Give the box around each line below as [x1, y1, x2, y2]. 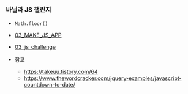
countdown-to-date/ [23, 81, 76, 89]
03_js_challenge [14, 43, 56, 51]
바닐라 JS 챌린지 [6, 5, 51, 13]
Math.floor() [14, 21, 48, 27]
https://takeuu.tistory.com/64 [23, 68, 99, 76]
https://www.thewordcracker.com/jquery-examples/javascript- [23, 74, 182, 82]
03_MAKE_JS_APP [14, 32, 62, 39]
